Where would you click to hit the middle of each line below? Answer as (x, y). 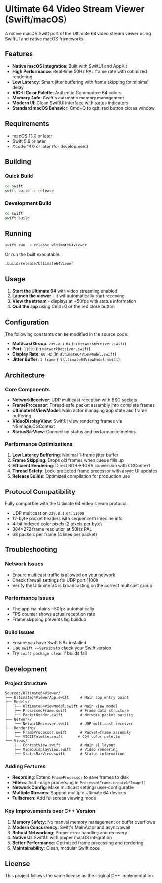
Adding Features (25, 766)
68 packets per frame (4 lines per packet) (54, 534)
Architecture (25, 375)
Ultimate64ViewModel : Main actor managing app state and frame (80, 410)
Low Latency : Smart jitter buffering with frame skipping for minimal (80, 82)
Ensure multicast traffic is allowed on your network (64, 575)
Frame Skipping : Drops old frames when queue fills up (68, 460)
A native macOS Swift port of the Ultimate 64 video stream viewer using (78, 33)
